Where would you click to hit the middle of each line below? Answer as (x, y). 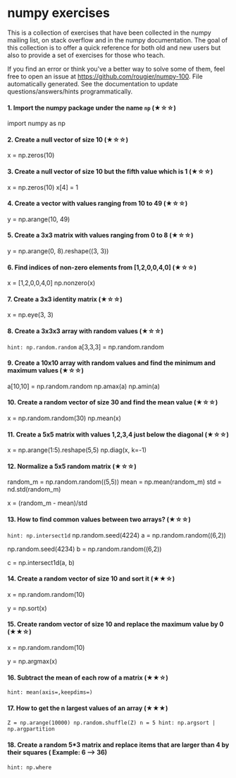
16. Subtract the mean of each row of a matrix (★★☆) (88, 678)
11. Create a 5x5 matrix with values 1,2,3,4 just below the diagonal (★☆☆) (118, 434)
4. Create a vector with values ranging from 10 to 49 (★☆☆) (98, 204)
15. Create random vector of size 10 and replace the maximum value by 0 (116, 625)
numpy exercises (59, 13)
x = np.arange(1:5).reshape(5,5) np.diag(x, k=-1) (77, 450)
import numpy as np (36, 123)
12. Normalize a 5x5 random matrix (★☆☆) (72, 466)
